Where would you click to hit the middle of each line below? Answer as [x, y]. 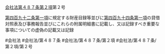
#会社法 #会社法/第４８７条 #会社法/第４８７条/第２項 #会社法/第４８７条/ [81, 40]
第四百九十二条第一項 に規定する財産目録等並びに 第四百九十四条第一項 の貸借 [82, 18]
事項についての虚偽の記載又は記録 [40, 30]
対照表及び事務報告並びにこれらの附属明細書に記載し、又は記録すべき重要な [82, 24]
